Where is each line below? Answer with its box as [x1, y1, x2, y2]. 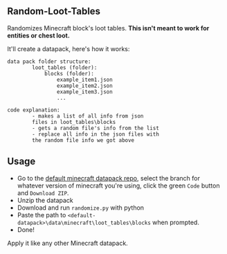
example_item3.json [56, 88, 113, 96]
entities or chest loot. [7, 31, 71, 39]
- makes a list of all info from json [32, 112, 144, 120]
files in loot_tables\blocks [32, 118, 116, 125]
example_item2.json [56, 82, 113, 89]
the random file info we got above [32, 136, 135, 144]
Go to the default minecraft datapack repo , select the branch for [17, 174, 201, 182]
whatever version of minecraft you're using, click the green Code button [17, 181, 220, 190]
